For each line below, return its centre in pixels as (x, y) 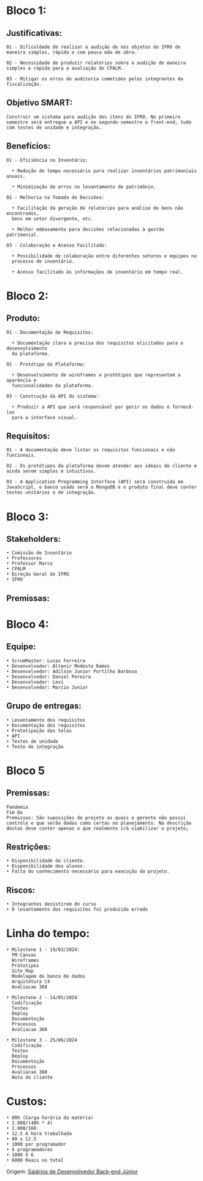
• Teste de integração (35, 746)
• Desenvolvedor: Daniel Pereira (49, 677)
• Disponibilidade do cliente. (46, 861)
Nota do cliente (32, 1078)
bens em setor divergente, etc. (53, 219)
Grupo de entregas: (44, 706)
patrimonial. (23, 235)
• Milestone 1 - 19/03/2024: (43, 950)
